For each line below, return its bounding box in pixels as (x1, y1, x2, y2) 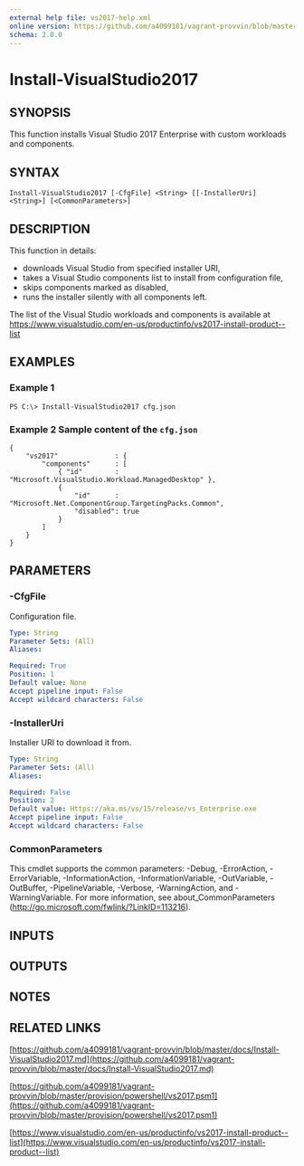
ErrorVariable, (9, 873, 62, 884)
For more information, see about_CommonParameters (75, 892, 276, 903)
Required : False (9, 788, 71, 797)
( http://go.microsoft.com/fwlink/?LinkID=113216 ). (9, 902, 192, 913)
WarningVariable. (9, 892, 74, 903)
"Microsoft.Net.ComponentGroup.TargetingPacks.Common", (9, 498, 224, 507)
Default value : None (9, 678, 88, 687)
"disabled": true (73, 507, 140, 516)
